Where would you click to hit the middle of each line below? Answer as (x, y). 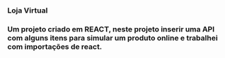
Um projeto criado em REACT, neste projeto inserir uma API (111, 29)
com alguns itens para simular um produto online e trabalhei (112, 38)
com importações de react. (55, 46)
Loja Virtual (28, 10)
